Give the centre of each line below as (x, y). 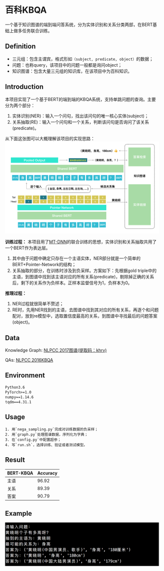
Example (19, 513)
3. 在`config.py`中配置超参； (33, 440)
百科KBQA (26, 10)
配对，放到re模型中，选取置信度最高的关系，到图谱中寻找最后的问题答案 (85, 316)
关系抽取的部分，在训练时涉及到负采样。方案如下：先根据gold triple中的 (84, 271)
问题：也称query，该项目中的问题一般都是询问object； (67, 65)
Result (15, 460)
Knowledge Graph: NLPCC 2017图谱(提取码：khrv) (56, 350)
